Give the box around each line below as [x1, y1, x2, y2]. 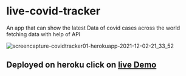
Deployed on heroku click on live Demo [6, 60, 157, 70]
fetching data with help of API [6, 30, 81, 37]
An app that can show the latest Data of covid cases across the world [6, 24, 181, 31]
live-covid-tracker [6, 4, 101, 18]
